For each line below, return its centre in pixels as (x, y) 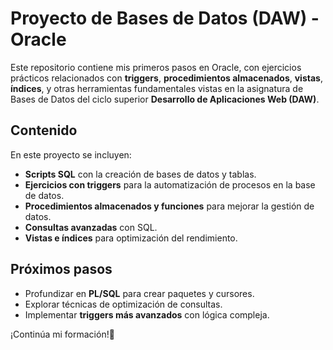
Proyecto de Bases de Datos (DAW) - (165, 18)
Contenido (44, 130)
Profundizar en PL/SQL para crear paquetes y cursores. (139, 293)
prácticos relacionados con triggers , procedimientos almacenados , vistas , (166, 78)
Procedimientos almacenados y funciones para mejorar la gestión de (169, 206)
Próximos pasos (61, 269)
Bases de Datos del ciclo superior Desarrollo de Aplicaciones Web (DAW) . (165, 99)
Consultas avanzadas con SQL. (91, 227)
